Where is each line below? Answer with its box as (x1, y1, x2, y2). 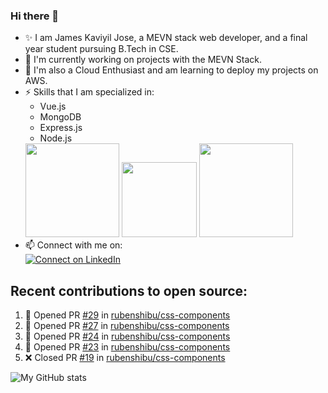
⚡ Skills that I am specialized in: (24, 86, 155, 98)
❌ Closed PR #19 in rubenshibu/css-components (24, 352, 226, 364)
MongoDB (39, 111, 82, 123)
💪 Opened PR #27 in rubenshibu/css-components (24, 320, 230, 332)
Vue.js (39, 100, 67, 113)
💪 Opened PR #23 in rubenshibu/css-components (24, 341, 231, 353)
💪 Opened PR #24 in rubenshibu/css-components (24, 330, 231, 343)
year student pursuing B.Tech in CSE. (24, 43, 179, 55)
